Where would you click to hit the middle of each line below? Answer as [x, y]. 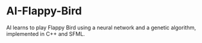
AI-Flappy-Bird [44, 11]
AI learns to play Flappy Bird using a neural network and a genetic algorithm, [101, 27]
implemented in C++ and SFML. [46, 33]
